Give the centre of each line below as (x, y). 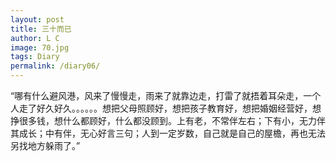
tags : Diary (35, 57)
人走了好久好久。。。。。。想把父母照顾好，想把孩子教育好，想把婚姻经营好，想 (166, 108)
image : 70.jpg (40, 47)
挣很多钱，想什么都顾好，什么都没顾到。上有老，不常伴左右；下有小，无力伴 (168, 120)
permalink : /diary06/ (55, 66)
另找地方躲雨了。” (45, 145)
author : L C (35, 38)
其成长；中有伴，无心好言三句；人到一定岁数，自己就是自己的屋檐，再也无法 (168, 133)
